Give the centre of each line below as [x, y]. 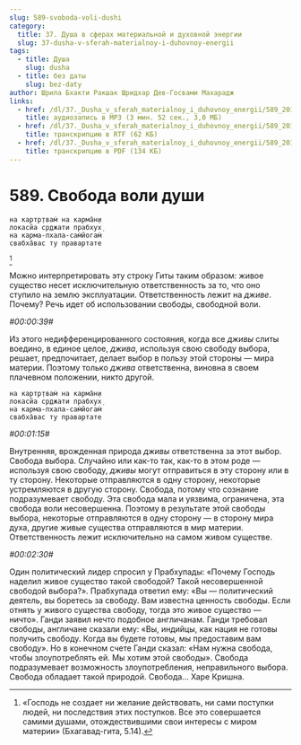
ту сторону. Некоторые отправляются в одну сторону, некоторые [135, 479]
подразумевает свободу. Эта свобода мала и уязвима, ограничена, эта [147, 498]
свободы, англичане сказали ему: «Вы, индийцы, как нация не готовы [143, 628]
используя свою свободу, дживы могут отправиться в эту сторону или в [149, 470]
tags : [19, 51]
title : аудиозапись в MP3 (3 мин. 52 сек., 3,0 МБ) [124, 118]
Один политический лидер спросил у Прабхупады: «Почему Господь [142, 572]
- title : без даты [52, 76]
